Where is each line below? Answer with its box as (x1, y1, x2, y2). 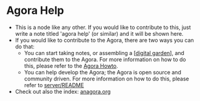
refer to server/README (24, 81, 84, 88)
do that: (15, 43, 35, 50)
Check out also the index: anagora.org (15, 88, 111, 95)
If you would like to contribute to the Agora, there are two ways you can (15, 36, 194, 44)
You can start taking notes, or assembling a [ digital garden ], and (24, 49, 185, 56)
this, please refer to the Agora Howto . (24, 62, 118, 70)
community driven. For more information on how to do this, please (24, 75, 189, 82)
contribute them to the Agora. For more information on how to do (24, 56, 187, 63)
